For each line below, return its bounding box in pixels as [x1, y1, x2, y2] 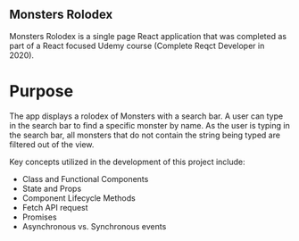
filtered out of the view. [9, 138, 95, 150]
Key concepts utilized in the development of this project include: [9, 156, 245, 167]
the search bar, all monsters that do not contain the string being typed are [9, 129, 281, 140]
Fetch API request [21, 202, 88, 212]
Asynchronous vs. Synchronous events [21, 220, 167, 231]
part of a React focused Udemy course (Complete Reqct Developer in [9, 40, 265, 51]
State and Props [21, 183, 82, 194]
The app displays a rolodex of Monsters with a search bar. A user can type [9, 111, 284, 121]
